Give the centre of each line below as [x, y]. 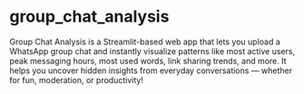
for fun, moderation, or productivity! [76, 80]
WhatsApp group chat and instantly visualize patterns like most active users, [152, 51]
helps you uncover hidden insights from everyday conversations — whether [151, 70]
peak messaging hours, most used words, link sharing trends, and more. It [148, 61]
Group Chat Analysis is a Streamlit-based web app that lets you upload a [145, 42]
